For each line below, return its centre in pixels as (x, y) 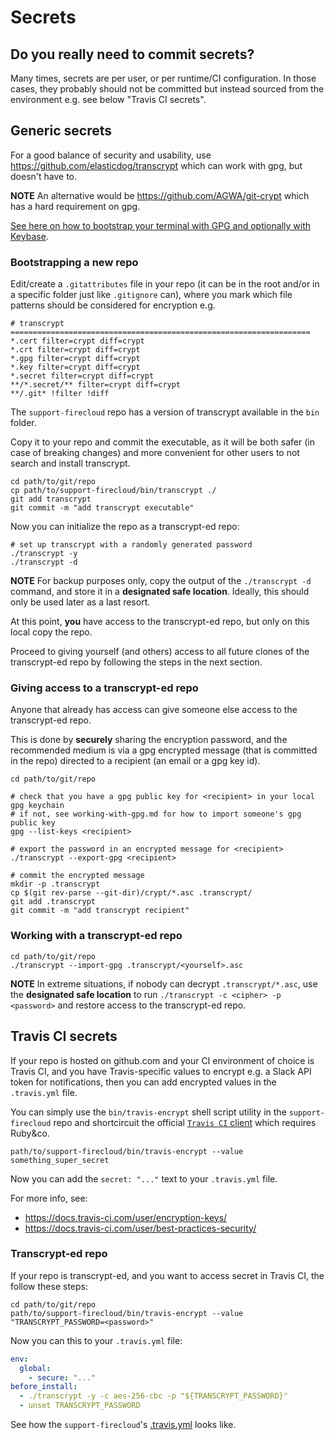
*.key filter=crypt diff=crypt (75, 367)
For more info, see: (49, 1198)
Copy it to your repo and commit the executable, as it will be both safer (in (162, 442)
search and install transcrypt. (70, 463)
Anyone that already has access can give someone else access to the (154, 710)
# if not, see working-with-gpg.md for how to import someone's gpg (156, 814)
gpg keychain (37, 806)
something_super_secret (60, 1160)
